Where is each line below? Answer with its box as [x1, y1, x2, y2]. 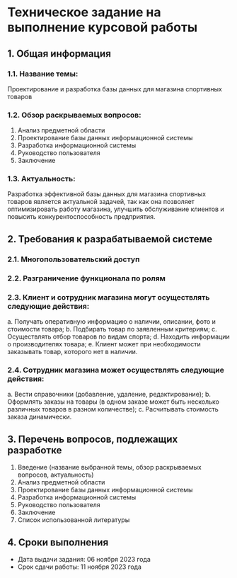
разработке [7, 444, 62, 456]
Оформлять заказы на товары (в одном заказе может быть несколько [7, 397, 219, 406]
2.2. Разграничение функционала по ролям [7, 273, 166, 283]
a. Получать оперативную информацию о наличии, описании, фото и [7, 317, 216, 326]
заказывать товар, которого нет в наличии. [7, 348, 138, 356]
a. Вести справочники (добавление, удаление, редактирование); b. [7, 390, 211, 399]
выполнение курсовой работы [7, 19, 198, 35]
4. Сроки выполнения [7, 536, 109, 548]
